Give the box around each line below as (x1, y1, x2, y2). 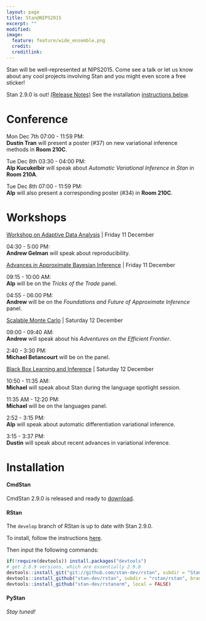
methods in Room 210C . (6, 146, 67, 153)
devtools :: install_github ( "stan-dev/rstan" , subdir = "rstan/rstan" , (6, 575, 188, 581)
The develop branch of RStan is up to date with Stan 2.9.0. (6, 523, 153, 530)
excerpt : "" (6, 20, 37, 26)
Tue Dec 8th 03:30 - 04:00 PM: (6, 157, 86, 165)
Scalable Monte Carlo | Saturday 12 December (6, 316, 123, 324)
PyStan (6, 594, 26, 602)
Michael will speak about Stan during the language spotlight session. (6, 383, 181, 391)
